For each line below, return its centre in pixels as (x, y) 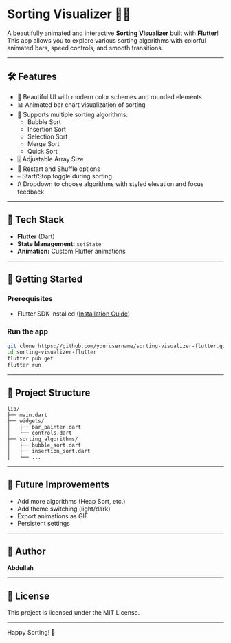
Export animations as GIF (53, 516)
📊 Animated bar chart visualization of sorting (81, 104)
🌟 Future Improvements (58, 485)
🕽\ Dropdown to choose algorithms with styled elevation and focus (110, 184)
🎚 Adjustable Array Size (50, 159)
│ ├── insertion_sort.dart (49, 451)
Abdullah (21, 568)
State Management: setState (59, 243)
